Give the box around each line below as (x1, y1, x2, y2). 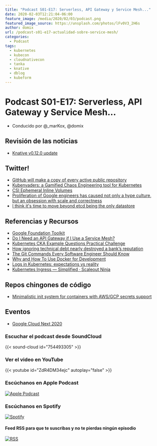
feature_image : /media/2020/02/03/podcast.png (5, 16, 101, 21)
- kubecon (9, 52, 29, 58)
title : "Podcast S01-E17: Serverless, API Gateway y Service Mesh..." (5, 7, 151, 12)
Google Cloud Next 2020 (12, 320, 62, 326)
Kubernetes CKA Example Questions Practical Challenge (12, 240, 125, 247)
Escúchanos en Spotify (5, 403, 61, 409)
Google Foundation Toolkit (12, 230, 65, 236)
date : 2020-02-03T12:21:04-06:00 (5, 12, 73, 17)
